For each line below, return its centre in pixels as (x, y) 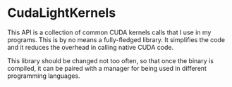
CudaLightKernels (62, 13)
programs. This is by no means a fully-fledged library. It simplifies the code (116, 39)
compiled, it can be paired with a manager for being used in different (107, 68)
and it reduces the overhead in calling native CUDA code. (91, 47)
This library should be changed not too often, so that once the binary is (110, 60)
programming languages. (44, 76)
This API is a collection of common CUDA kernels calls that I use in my (109, 32)
